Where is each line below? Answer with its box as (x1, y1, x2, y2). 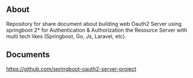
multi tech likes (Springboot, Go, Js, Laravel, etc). (6, 32, 127, 40)
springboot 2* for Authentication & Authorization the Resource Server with (6, 26, 188, 33)
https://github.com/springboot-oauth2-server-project (6, 65, 137, 72)
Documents (6, 50, 50, 60)
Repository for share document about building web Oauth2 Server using (6, 20, 182, 27)
